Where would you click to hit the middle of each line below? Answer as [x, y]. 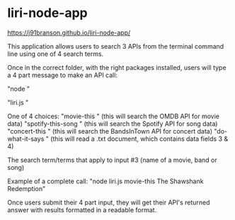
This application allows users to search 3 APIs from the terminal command [116, 46]
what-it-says [26, 139]
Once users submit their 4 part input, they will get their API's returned [109, 202]
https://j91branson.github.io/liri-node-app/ [69, 33]
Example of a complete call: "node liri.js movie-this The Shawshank [105, 181]
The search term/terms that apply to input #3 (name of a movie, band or [112, 160]
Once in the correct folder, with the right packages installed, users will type [117, 67]
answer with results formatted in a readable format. [82, 209]
